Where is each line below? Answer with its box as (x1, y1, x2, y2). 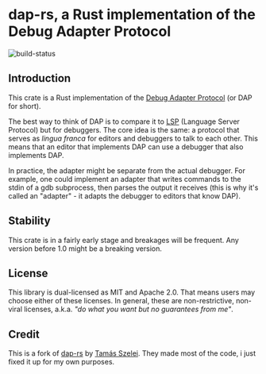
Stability (8, 214, 51, 228)
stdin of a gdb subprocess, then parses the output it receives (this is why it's (8, 183, 259, 192)
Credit (8, 327, 40, 341)
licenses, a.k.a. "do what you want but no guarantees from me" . (23, 304, 234, 314)
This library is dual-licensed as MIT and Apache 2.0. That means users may (8, 287, 256, 297)
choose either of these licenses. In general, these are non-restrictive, (8, 296, 234, 306)
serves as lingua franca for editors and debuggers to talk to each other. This (8, 133, 258, 143)
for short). (8, 101, 41, 110)
